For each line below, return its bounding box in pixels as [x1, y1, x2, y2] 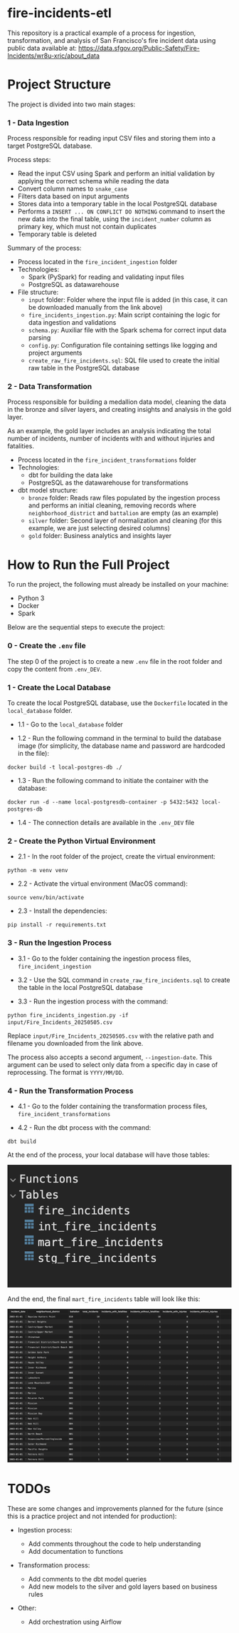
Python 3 [17, 594, 45, 602]
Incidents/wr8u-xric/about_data [7, 51, 100, 60]
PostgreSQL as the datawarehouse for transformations [28, 478, 188, 487]
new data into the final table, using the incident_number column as [17, 215, 212, 223]
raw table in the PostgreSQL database [28, 364, 140, 373]
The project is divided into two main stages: [7, 100, 136, 108]
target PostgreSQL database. [7, 141, 92, 151]
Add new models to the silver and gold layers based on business [28, 1582, 218, 1591]
